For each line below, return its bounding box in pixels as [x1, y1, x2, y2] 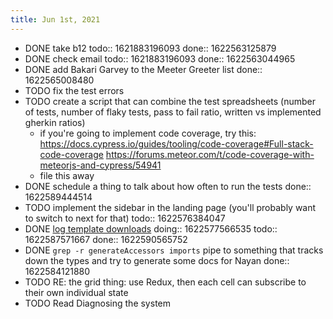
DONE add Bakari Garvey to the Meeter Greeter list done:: [24, 63, 263, 75]
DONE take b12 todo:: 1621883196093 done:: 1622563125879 [24, 42, 277, 54]
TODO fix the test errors [24, 84, 125, 96]
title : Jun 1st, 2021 [10, 14, 101, 25]
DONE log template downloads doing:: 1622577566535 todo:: [24, 222, 278, 235]
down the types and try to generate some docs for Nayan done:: [24, 254, 290, 266]
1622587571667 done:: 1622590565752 [24, 233, 188, 245]
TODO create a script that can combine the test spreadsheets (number [24, 95, 317, 107]
